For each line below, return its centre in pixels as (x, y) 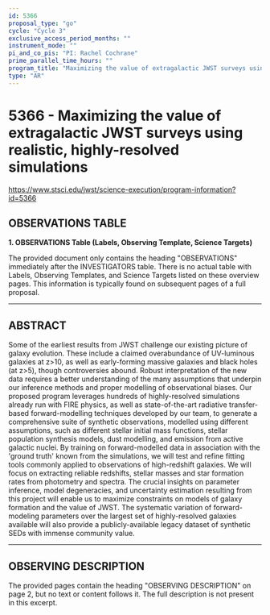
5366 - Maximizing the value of (115, 116)
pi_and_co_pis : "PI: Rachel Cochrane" (73, 53)
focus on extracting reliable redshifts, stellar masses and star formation (126, 473)
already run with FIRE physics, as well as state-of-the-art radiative (118, 405)
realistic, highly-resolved (94, 150)
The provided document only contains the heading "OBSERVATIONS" (123, 258)
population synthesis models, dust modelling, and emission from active (126, 439)
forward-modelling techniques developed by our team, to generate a (144, 413)
